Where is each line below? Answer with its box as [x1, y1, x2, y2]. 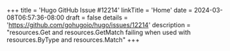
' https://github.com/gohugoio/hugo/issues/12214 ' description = [6, 21, 191, 29]
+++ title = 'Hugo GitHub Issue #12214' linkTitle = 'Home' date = [6, 6, 193, 14]
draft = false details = [66, 13, 128, 22]
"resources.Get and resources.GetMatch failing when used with [6, 28, 191, 36]
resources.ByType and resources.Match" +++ [6, 36, 140, 44]
